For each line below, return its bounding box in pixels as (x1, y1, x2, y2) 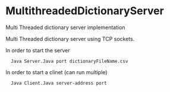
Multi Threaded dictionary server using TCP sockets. (5, 35, 135, 42)
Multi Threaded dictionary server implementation (5, 24, 125, 31)
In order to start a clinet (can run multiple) (5, 68, 108, 75)
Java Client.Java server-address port (11, 80, 108, 86)
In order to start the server (5, 46, 71, 54)
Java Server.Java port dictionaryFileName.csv (11, 58, 128, 64)
